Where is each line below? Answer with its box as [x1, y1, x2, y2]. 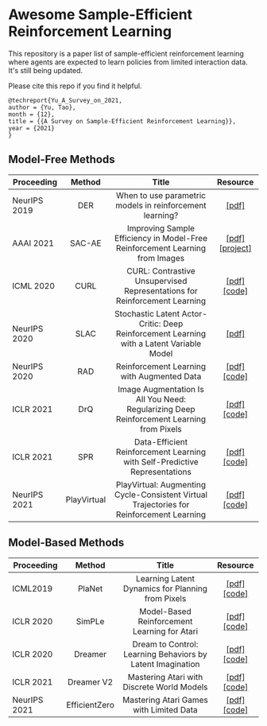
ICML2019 [12, 583, 53, 594]
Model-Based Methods [8, 536, 125, 549]
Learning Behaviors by [122, 648, 208, 659]
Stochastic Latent [114, 308, 180, 319]
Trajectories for [132, 499, 190, 510]
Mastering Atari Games [122, 694, 208, 705]
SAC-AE [70, 237, 102, 248]
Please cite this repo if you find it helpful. [8, 81, 142, 91]
